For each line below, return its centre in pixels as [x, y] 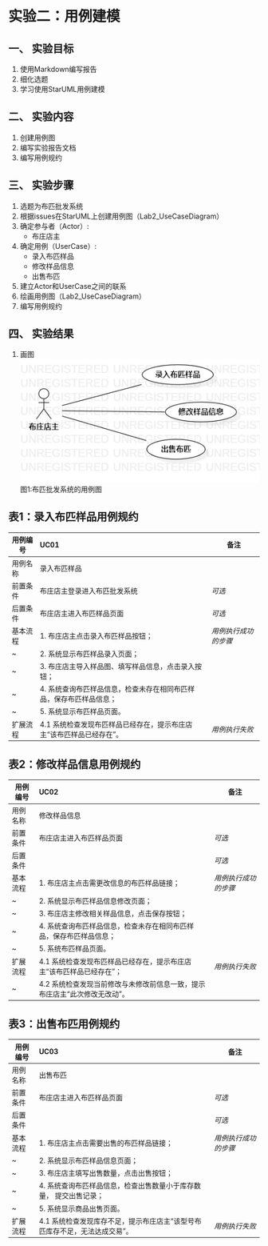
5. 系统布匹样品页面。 [74, 948]
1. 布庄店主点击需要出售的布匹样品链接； [106, 1143]
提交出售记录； [79, 1196]
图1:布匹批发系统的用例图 [61, 490]
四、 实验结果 [41, 334]
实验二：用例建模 [65, 16]
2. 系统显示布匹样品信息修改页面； [95, 900]
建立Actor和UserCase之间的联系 [73, 286]
